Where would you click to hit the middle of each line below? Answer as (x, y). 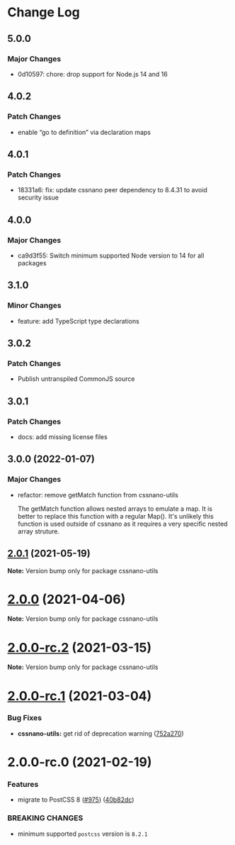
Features (23, 784)
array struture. (39, 531)
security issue (38, 198)
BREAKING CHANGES (45, 818)
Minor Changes (34, 306)
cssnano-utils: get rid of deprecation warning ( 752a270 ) (101, 733)
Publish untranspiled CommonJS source (76, 379)
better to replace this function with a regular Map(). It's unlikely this (115, 516)
